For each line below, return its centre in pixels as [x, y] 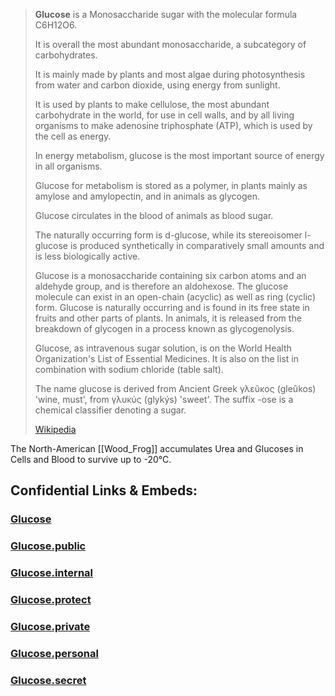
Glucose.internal [52, 573]
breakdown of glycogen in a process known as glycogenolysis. [164, 328]
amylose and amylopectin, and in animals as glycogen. [147, 196]
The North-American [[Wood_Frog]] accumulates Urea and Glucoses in [157, 448]
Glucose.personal [54, 653]
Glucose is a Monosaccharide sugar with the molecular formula [166, 14]
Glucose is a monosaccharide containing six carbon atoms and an [170, 275]
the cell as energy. [73, 136]
